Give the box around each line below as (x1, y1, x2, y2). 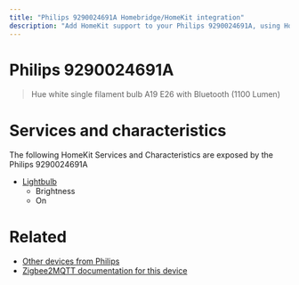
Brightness (35, 186, 76, 197)
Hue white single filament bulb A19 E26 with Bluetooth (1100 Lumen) (30, 89, 280, 100)
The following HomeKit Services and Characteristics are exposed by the (9, 150, 274, 160)
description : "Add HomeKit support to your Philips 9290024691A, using (9, 21, 280, 30)
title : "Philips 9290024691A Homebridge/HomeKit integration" (9, 12, 245, 22)
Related (9, 226, 67, 247)
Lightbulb (21, 176, 58, 187)
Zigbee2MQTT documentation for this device (21, 265, 188, 276)
